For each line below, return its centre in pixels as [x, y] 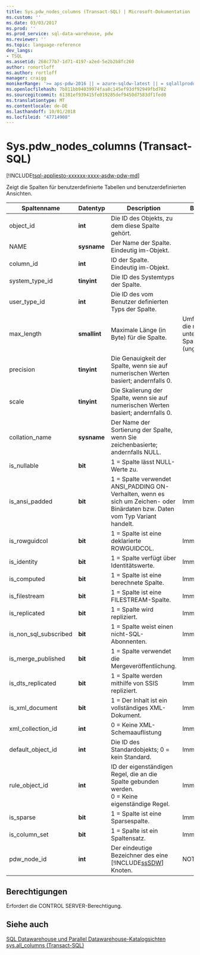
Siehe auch [27, 925]
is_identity [24, 562]
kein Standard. [131, 757]
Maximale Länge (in [138, 330]
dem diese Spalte [135, 226]
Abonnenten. [129, 641]
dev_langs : [20, 51]
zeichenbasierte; [134, 445]
